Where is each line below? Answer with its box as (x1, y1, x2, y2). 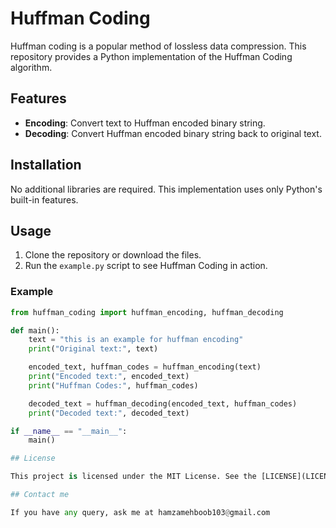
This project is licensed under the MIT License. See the (10, 472, 257, 482)
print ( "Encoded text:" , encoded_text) (28, 372, 190, 382)
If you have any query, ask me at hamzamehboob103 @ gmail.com (10, 507, 271, 517)
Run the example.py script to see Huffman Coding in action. (24, 260, 268, 272)
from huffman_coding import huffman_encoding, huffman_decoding (10, 307, 284, 317)
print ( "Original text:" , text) (28, 344, 159, 354)
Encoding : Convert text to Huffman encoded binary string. (24, 117, 266, 129)
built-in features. (10, 193, 79, 206)
